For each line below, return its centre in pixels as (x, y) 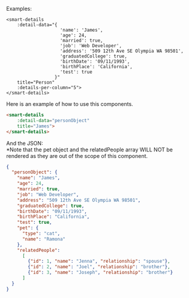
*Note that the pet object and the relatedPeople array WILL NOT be (89, 150)
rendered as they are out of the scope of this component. (77, 156)
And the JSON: (25, 143)
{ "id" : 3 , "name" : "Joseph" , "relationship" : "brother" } (100, 273)
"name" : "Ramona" (44, 239)
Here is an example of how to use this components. (70, 104)
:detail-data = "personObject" (53, 120)
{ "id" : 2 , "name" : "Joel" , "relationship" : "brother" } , (99, 267)
